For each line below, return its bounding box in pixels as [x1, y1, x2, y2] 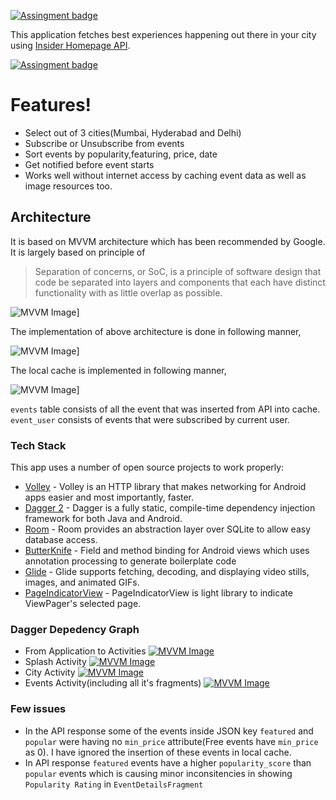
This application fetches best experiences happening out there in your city [10, 29, 317, 40]
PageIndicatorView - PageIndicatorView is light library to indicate [24, 587, 293, 599]
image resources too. [24, 180, 113, 192]
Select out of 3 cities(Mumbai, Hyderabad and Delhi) [24, 126, 242, 139]
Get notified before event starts [24, 158, 155, 170]
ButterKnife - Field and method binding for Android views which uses [24, 545, 310, 557]
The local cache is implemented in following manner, [10, 364, 227, 376]
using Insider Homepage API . [10, 40, 131, 51]
